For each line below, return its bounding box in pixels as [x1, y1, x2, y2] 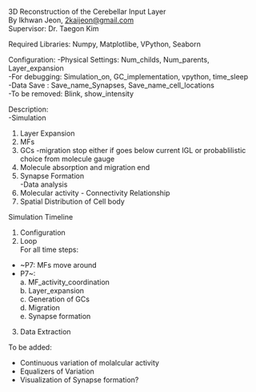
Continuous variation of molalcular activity [19, 358, 160, 367]
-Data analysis [19, 180, 68, 189]
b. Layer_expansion [19, 286, 85, 295]
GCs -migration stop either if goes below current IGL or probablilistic [19, 146, 246, 155]
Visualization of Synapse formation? [19, 375, 139, 384]
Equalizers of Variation [19, 366, 94, 376]
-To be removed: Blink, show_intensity [8, 89, 134, 99]
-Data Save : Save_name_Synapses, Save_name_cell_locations [8, 80, 214, 90]
